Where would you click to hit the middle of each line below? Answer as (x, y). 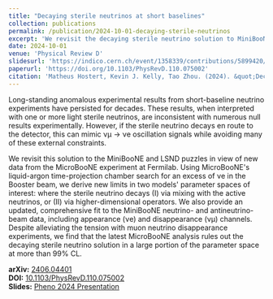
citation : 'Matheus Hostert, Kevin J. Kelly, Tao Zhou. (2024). (119, 76)
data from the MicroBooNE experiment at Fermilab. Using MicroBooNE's (129, 167)
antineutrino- (232, 210)
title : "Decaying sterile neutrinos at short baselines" (107, 16)
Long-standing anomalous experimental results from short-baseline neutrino (136, 99)
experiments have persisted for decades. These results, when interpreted (131, 108)
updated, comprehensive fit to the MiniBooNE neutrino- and (108, 210)
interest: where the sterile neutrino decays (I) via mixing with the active (127, 193)
